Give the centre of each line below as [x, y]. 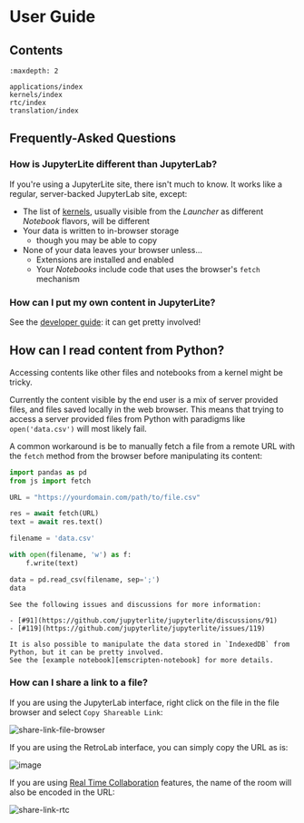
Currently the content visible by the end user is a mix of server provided [144, 399]
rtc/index [28, 103]
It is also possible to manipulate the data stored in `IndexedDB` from [150, 644]
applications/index [46, 87]
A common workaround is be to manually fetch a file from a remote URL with [152, 446]
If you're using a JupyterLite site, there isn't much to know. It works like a [146, 184]
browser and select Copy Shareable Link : [86, 712]
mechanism [58, 279]
